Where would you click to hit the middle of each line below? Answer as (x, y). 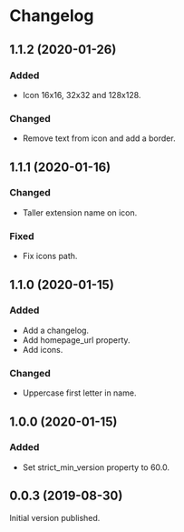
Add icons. (43, 349)
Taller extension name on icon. (80, 212)
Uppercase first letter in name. (79, 393)
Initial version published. (55, 517)
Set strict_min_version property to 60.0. (96, 467)
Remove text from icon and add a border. (99, 138)
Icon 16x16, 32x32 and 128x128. (82, 95)
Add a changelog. (55, 330)
